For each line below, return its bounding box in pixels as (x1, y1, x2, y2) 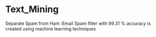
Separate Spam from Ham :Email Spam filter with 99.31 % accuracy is (5, 20, 151, 26)
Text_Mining (5, 4, 59, 15)
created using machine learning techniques (5, 25, 96, 31)
